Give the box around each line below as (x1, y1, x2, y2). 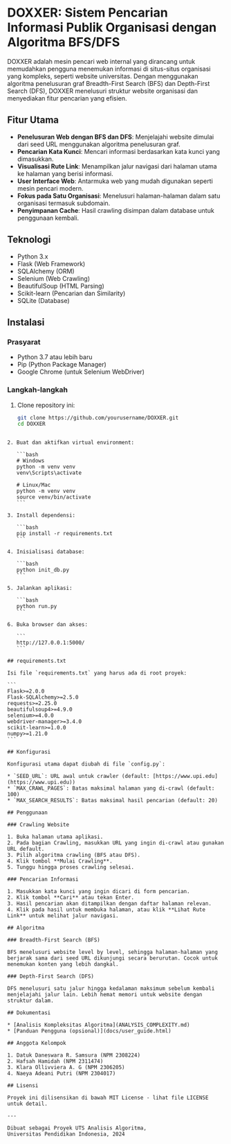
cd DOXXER (17, 421, 46, 428)
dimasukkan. (17, 155, 54, 163)
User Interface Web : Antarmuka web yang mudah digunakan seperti (17, 177, 213, 185)
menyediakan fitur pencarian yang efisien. (7, 94, 127, 102)
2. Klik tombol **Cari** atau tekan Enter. (7, 894, 135, 901)
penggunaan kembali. (17, 214, 80, 222)
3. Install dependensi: (7, 512, 76, 519)
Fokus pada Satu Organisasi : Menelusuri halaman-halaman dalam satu (17, 191, 221, 200)
